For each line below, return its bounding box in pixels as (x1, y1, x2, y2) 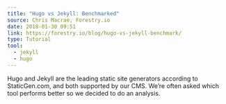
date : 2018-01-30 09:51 (7, 23, 76, 30)
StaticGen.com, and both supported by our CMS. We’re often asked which (7, 81, 220, 90)
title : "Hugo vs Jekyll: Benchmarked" (7, 10, 120, 17)
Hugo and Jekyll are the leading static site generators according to (7, 74, 198, 83)
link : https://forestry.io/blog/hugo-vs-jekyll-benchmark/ (7, 29, 182, 37)
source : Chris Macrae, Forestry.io (7, 17, 111, 24)
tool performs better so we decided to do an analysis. (7, 89, 161, 97)
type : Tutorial (7, 36, 51, 43)
